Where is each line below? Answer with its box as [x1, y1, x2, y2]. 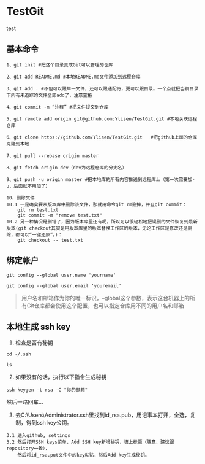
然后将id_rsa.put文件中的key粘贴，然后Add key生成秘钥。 [17, 452, 150, 458]
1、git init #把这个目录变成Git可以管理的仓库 [6, 61, 113, 68]
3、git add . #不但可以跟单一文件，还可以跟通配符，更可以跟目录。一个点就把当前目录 [6, 85, 199, 91]
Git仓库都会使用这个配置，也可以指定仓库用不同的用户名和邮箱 [26, 302, 185, 309]
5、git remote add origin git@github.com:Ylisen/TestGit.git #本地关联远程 [6, 115, 198, 122]
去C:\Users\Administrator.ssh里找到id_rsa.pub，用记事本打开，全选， [15, 411, 190, 419]
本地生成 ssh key [6, 321, 71, 332]
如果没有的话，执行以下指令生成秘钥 [15, 373, 107, 381]
